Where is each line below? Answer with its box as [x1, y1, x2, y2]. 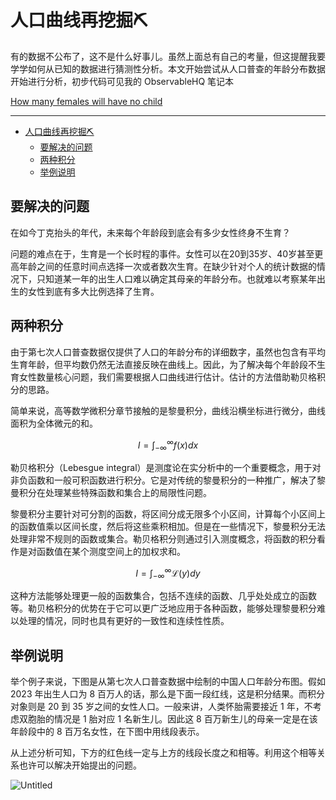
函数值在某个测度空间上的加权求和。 [36, 546, 186, 558]
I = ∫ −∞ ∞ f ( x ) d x [137, 437, 199, 453]
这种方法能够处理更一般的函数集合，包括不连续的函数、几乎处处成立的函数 [10, 590, 317, 602]
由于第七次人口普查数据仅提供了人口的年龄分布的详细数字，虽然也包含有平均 [10, 346, 326, 358]
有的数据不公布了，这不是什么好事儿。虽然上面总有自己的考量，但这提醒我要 [10, 50, 326, 62]
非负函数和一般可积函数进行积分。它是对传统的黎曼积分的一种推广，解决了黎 [10, 474, 326, 486]
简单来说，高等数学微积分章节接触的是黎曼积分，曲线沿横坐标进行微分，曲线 [10, 404, 326, 416]
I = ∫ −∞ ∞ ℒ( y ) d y [135, 566, 201, 581]
